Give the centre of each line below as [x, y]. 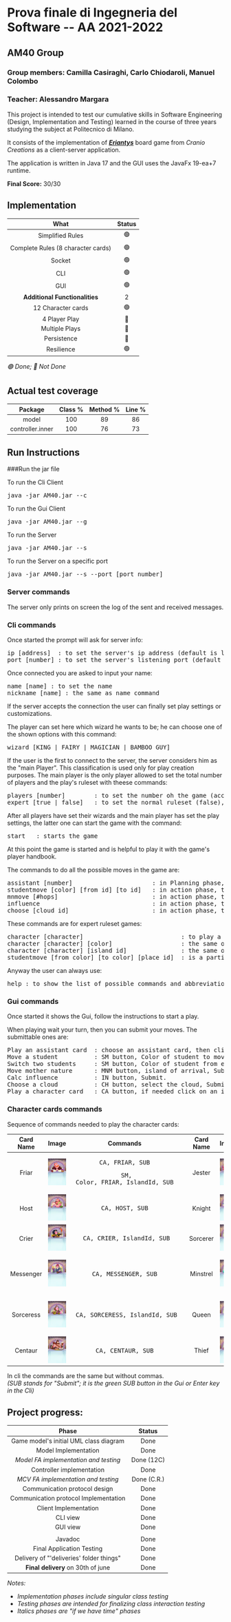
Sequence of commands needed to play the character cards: [93, 1124]
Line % [136, 409]
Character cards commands [55, 1109]
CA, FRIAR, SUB [125, 1163]
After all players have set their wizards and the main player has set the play [113, 816]
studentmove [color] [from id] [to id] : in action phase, [112, 890]
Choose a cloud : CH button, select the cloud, [105, 1085]
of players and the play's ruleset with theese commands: [87, 783]
